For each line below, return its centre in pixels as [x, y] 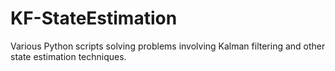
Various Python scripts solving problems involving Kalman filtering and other [168, 46]
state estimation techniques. [68, 56]
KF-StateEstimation [94, 18]
